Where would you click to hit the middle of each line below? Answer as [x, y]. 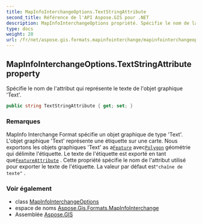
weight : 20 [20, 34]
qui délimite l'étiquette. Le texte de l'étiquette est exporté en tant [86, 153]
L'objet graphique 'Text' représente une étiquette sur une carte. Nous [92, 141]
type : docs [20, 29]
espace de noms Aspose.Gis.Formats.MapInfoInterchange [87, 208]
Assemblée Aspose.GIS [44, 214]
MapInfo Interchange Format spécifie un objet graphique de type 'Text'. [95, 134]
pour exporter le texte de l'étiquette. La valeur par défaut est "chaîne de [95, 166]
